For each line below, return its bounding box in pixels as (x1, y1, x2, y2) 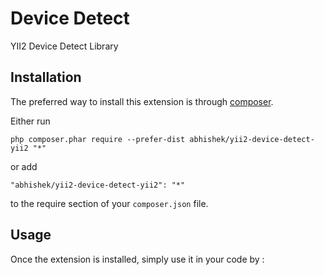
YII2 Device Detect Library (10, 40, 119, 52)
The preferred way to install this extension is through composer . (10, 95, 274, 107)
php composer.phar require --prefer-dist (10, 134, 186, 144)
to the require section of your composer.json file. (10, 197, 209, 209)
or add (10, 160, 38, 172)
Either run (10, 115, 51, 127)
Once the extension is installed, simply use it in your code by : (10, 253, 265, 265)
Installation (10, 69, 82, 86)
